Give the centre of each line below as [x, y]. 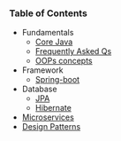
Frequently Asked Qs [73, 51]
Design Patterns [51, 127]
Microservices [48, 117]
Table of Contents [49, 13]
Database [39, 89]
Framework [42, 70]
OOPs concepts [64, 61]
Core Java [54, 42]
